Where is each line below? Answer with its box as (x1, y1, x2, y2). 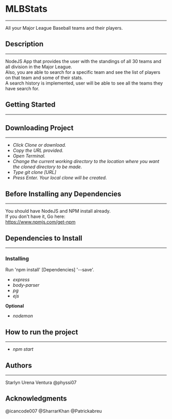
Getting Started (5, 101, 56, 109)
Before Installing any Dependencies (5, 189, 121, 198)
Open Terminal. (12, 153, 46, 159)
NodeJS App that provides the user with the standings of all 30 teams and (5, 58, 161, 64)
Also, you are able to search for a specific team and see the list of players (5, 69, 160, 75)
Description (5, 39, 44, 49)
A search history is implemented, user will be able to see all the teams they (5, 80, 163, 86)
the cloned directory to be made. (12, 164, 82, 170)
